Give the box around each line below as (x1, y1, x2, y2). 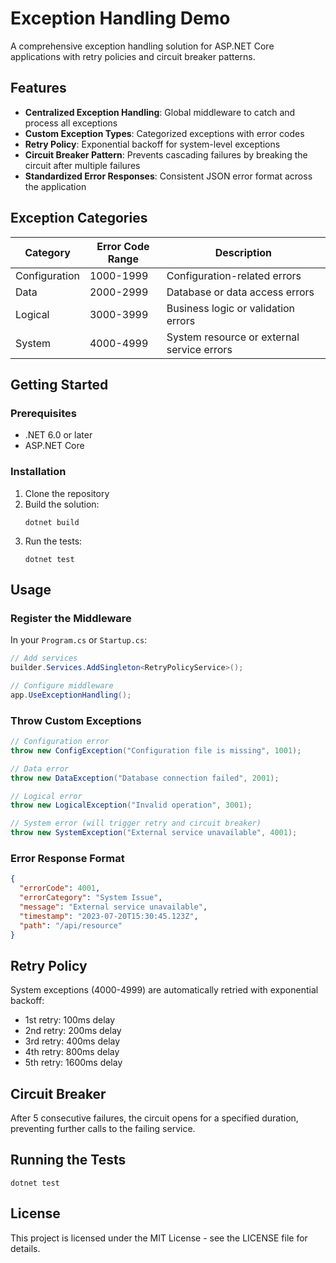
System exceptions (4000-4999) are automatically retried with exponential (10, 984, 319, 996)
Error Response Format (10, 851, 125, 865)
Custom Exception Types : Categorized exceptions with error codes (24, 127, 305, 139)
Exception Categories (10, 210, 148, 227)
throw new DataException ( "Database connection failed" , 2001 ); (10, 773, 280, 783)
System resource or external (166, 330, 300, 344)
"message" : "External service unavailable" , (19, 902, 208, 912)
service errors (166, 342, 233, 356)
